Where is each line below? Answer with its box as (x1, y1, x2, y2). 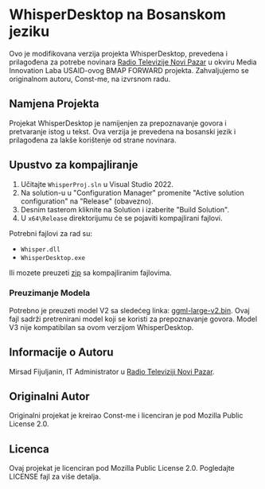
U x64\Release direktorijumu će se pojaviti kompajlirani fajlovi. (20, 213, 223, 223)
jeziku (9, 22, 50, 41)
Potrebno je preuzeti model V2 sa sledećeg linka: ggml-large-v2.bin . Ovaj (9, 305, 250, 315)
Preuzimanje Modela (9, 288, 91, 299)
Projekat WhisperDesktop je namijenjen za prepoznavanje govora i (9, 118, 227, 128)
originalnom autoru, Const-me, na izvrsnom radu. (9, 74, 171, 83)
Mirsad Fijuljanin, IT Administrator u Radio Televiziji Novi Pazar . (9, 367, 215, 376)
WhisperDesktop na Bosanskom (9, 6, 226, 24)
